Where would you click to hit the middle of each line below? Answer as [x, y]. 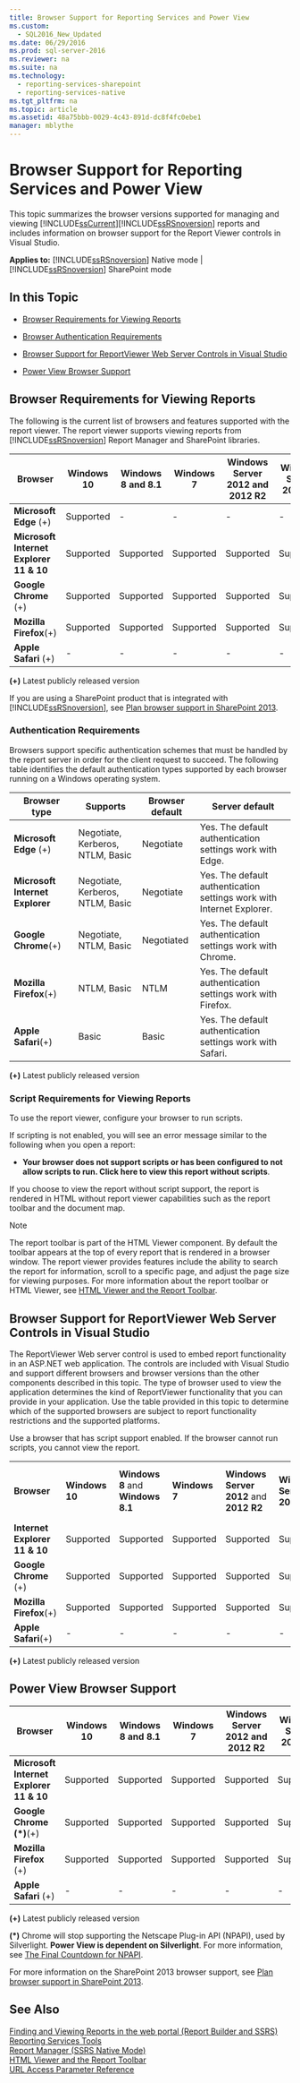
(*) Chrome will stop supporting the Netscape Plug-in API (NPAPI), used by [147, 1935]
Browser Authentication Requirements [92, 336]
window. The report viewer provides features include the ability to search [144, 1262]
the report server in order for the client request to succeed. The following [144, 759]
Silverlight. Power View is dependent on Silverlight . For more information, [146, 1945]
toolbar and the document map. [67, 1208]
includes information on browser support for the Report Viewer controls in [145, 233]
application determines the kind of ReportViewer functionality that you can [146, 1392]
